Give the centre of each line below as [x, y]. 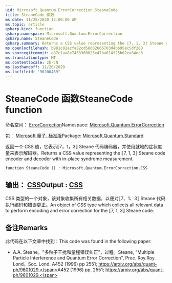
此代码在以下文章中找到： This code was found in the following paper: [79, 241]
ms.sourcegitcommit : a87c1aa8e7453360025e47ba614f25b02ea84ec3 [74, 53]
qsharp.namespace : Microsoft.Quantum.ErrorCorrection [64, 34]
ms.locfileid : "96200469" [33, 72]
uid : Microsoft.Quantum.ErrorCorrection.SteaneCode [61, 10]
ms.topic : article [25, 24]
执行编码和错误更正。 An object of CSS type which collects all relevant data [84, 205]
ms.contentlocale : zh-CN [32, 62]
